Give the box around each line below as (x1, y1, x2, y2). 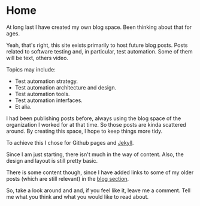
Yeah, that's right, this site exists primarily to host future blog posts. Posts (6, 41, 188, 49)
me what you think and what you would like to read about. (6, 193, 149, 200)
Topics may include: (6, 65, 56, 73)
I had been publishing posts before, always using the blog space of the (6, 115, 181, 122)
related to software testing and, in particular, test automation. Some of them (6, 47, 193, 55)
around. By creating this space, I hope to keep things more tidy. (6, 127, 163, 135)
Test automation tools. (14, 90, 70, 97)
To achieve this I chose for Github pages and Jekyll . (6, 139, 134, 146)
